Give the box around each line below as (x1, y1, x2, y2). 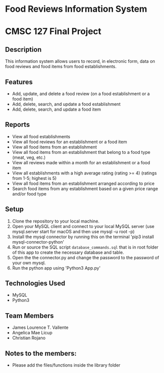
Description (5, 45, 42, 53)
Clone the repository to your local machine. (12, 218, 99, 224)
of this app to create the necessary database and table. (12, 249, 124, 255)
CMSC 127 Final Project (5, 26, 102, 37)
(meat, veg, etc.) (12, 154, 46, 160)
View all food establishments (12, 133, 70, 139)
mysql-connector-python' (12, 239, 65, 245)
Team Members (5, 311, 54, 320)
